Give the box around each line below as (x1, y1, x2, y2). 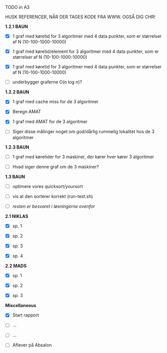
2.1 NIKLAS (5, 213, 28, 219)
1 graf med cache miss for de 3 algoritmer (12, 99, 99, 105)
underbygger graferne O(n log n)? (12, 79, 82, 85)
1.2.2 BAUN (5, 89, 29, 95)
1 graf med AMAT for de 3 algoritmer (12, 119, 88, 125)
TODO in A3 (5, 4, 30, 10)
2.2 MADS (5, 263, 27, 269)
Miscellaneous (5, 303, 36, 309)
